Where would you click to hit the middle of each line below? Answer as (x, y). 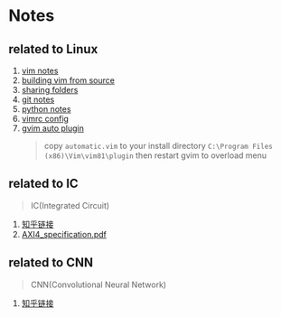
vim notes (40, 70)
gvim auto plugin (53, 128)
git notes (38, 99)
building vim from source (68, 80)
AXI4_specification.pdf (64, 234)
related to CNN (51, 263)
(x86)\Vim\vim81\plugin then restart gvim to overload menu (155, 155)
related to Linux (53, 49)
